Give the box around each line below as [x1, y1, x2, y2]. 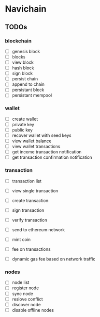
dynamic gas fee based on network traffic [12, 256, 96, 262]
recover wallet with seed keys [12, 132, 71, 138]
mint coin [12, 236, 31, 242]
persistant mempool [12, 93, 52, 98]
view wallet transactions [12, 144, 60, 149]
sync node [12, 291, 33, 297]
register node [12, 285, 39, 291]
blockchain [5, 37, 32, 44]
